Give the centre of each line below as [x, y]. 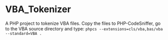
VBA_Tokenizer [38, 9]
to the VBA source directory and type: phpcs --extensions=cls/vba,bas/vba [84, 28]
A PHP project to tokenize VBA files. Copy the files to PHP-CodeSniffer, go [83, 23]
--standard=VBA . [24, 33]
